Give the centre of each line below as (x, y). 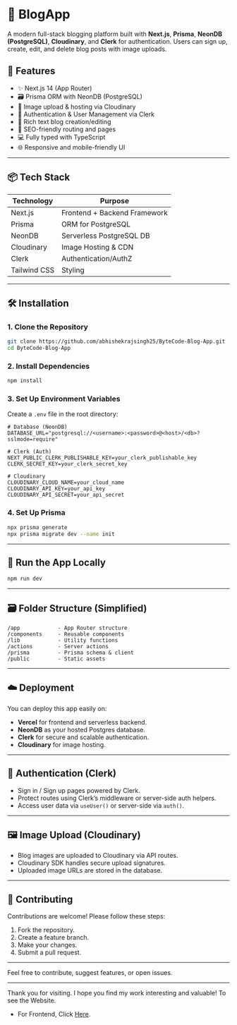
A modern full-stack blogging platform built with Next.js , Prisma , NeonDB (115, 34)
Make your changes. (47, 945)
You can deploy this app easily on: (57, 708)
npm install (25, 381)
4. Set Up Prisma (36, 513)
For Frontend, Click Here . (54, 1014)
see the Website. (32, 1000)
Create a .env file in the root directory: (63, 414)
